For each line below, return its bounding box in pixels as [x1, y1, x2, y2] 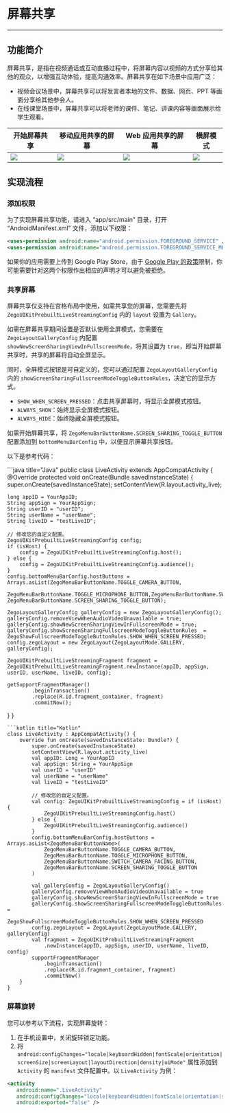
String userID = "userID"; [7, 506, 84, 513]
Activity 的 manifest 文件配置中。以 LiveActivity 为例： [16, 1066, 178, 1075]
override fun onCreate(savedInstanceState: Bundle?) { [19, 737, 179, 744]
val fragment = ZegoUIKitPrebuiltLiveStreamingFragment [31, 936, 194, 943]
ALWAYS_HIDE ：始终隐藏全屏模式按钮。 [16, 414, 123, 423]
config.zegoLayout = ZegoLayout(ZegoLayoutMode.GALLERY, [31, 925, 197, 932]
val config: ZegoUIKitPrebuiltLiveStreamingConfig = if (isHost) [31, 798, 222, 805]
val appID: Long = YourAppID [31, 755, 115, 762]
